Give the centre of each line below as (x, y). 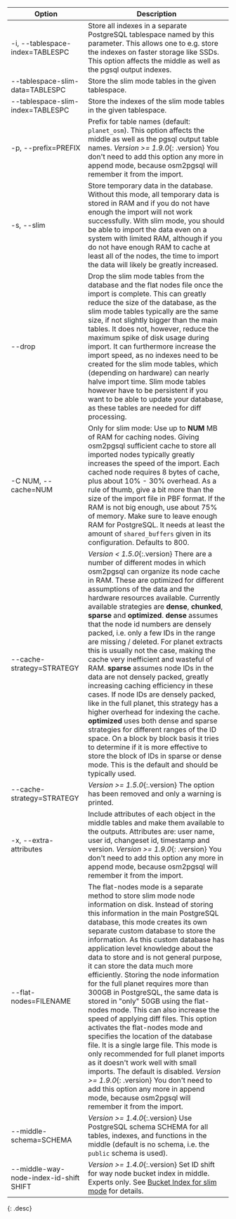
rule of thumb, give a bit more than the (151, 490)
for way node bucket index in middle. (149, 1173)
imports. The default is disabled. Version (154, 1071)
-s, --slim (28, 225)
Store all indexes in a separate (137, 26)
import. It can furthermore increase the (152, 346)
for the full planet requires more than (148, 983)
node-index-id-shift (45, 1178)
